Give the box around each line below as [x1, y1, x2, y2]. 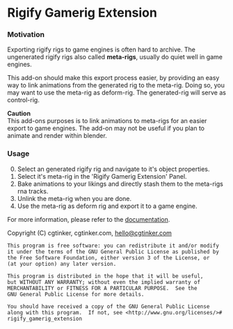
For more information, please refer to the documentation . [7, 215, 170, 223]
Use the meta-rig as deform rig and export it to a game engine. [17, 202, 198, 210]
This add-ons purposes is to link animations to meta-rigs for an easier [7, 117, 207, 125]
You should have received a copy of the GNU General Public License [7, 303, 210, 310]
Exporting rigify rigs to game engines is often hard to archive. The [7, 45, 196, 54]
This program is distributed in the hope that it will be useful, [7, 273, 204, 280]
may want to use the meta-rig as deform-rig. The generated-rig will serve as [7, 88, 226, 97]
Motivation [7, 30, 45, 40]
